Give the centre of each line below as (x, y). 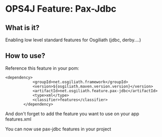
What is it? (22, 28)
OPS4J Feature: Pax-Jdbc (61, 9)
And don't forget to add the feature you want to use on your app (72, 114)
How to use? (25, 56)
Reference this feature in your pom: (42, 68)
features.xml (18, 119)
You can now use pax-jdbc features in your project (58, 129)
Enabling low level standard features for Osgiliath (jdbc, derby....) (73, 40)
